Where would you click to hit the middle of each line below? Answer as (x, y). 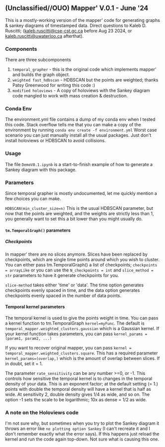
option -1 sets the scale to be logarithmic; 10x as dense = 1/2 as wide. (76, 399)
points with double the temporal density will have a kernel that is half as (78, 389)
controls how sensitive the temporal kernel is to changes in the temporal (79, 378)
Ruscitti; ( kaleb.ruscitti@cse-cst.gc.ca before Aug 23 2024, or (69, 31)
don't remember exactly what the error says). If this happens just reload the (82, 434)
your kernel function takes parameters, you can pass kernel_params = (76, 334)
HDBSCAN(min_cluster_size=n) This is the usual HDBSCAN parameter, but (79, 208)
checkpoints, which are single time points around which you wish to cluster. (82, 259)
